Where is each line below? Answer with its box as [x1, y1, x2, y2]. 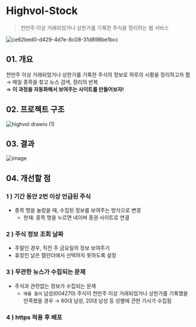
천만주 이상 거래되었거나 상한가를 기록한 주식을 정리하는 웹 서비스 [20, 24, 169, 31]
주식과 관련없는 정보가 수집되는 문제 [14, 282, 97, 289]
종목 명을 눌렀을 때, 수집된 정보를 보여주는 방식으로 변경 [14, 207, 142, 214]
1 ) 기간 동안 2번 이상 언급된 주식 [6, 192, 91, 200]
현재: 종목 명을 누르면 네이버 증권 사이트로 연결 [23, 214, 130, 221]
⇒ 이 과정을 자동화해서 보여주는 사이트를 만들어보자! [6, 86, 124, 93]
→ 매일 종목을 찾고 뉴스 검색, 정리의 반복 [6, 78, 98, 86]
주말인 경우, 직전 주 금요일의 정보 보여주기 [14, 244, 110, 251]
